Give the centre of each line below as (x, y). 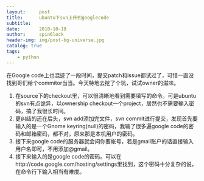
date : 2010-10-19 (37, 29)
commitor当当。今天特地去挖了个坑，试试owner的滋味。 (109, 83)
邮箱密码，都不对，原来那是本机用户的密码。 (82, 134)
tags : (13, 52)
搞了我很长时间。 (47, 111)
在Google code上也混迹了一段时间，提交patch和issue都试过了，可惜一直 (97, 75)
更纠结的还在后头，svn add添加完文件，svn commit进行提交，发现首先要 (106, 118)
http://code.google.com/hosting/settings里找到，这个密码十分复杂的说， (106, 164)
